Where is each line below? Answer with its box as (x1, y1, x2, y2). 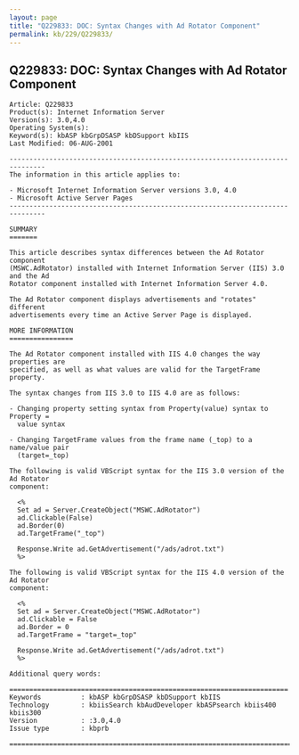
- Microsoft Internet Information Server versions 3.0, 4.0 (9, 186, 238, 195)
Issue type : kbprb (9, 724, 109, 734)
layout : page (9, 12, 58, 22)
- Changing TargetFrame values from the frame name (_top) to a (9, 436, 253, 445)
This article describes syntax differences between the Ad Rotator (9, 249, 265, 258)
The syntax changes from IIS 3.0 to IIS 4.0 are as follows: (9, 389, 241, 398)
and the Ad (9, 272, 50, 281)
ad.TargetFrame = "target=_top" (17, 630, 138, 640)
